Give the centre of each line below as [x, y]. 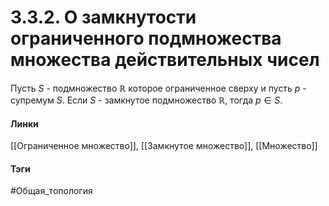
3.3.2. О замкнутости [103, 17]
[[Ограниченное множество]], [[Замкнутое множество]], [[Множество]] [164, 146]
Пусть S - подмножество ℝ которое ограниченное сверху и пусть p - [158, 88]
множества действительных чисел [165, 60]
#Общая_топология [51, 191]
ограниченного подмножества [146, 38]
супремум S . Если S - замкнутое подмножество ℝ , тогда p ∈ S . [146, 100]
